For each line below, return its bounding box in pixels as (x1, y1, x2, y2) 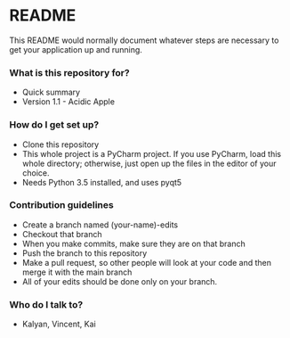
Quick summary (21, 87, 81, 98)
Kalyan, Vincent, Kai (21, 318, 96, 330)
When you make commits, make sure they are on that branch (21, 238, 246, 249)
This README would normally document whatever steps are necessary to (9, 35, 279, 45)
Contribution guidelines (9, 199, 114, 211)
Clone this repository (21, 139, 100, 150)
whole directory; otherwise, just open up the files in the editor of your (21, 158, 277, 169)
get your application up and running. (9, 44, 142, 54)
